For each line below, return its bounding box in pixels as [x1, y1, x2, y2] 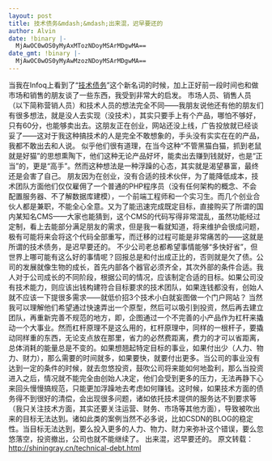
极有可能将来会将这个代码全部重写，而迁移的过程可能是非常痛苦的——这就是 [8, 231, 264, 241]
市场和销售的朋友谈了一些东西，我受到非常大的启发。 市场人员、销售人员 [8, 90, 252, 99]
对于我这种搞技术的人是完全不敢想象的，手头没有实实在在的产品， [43, 130, 264, 140]
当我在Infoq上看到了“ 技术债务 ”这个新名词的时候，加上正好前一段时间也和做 [8, 80, 259, 90]
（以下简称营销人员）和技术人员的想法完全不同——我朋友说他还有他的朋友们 [8, 100, 264, 110]
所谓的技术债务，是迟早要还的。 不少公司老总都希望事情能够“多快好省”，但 [8, 242, 258, 252]
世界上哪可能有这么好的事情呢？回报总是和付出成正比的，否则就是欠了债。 [8, 252, 257, 261]
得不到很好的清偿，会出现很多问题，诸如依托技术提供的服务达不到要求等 [15, 393, 257, 403]
